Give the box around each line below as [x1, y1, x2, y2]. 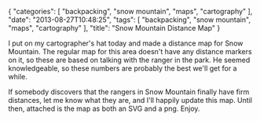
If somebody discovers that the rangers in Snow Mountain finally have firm [8, 87, 250, 97]
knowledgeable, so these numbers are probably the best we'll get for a [8, 64, 237, 73]
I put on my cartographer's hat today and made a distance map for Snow [8, 38, 244, 48]
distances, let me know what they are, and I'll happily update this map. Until [8, 96, 253, 104]
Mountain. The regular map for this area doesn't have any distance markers [8, 47, 253, 56]
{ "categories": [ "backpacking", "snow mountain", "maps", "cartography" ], [8, 7, 253, 16]
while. [8, 72, 27, 81]
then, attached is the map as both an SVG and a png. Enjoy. [8, 104, 200, 113]
